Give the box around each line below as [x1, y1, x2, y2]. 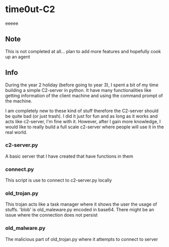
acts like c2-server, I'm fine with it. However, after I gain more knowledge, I [5, 118, 161, 124]
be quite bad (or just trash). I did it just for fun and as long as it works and [5, 113, 158, 119]
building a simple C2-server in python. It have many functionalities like [5, 87, 151, 93]
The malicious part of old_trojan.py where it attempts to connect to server [5, 236, 158, 242]
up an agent [5, 54, 30, 60]
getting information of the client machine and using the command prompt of [5, 92, 163, 98]
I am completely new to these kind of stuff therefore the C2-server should [5, 108, 159, 114]
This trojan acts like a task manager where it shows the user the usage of [5, 201, 157, 208]
